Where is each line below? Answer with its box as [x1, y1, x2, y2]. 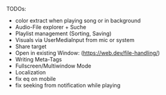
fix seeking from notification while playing [15, 82, 121, 89]
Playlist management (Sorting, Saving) [15, 30, 112, 37]
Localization [15, 69, 46, 76]
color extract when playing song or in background [15, 17, 141, 24]
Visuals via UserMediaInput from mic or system [15, 37, 135, 43]
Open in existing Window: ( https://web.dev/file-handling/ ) [15, 49, 161, 57]
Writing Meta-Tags [15, 56, 62, 63]
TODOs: [6, 5, 26, 12]
